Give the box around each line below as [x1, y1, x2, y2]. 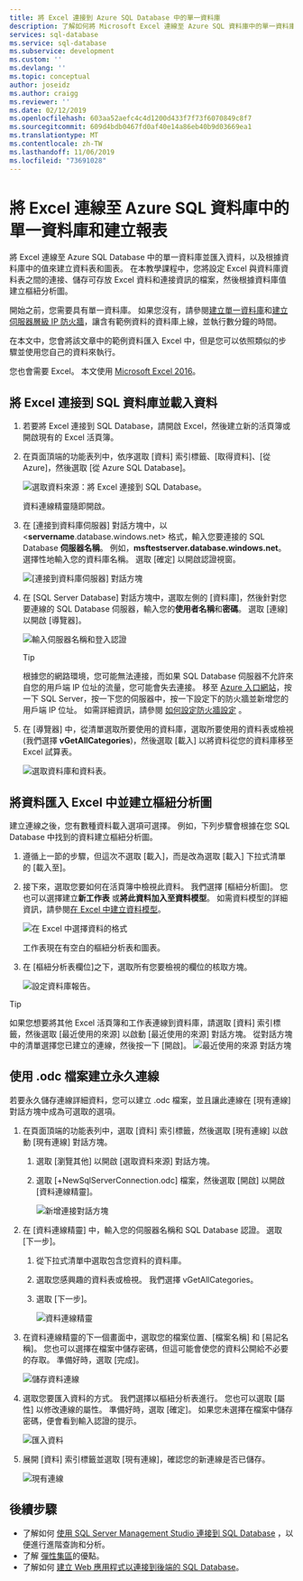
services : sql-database [9, 30, 99, 39]
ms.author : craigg [9, 89, 78, 98]
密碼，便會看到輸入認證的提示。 [22, 1415, 142, 1426]
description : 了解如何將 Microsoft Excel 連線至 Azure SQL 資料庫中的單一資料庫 [9, 22, 296, 31]
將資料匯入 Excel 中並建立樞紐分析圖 [9, 794, 213, 809]
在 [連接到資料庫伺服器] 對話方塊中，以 [22, 520, 168, 531]
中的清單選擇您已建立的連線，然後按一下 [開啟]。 [9, 1040, 192, 1051]
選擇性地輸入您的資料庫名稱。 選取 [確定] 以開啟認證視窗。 [22, 554, 241, 565]
